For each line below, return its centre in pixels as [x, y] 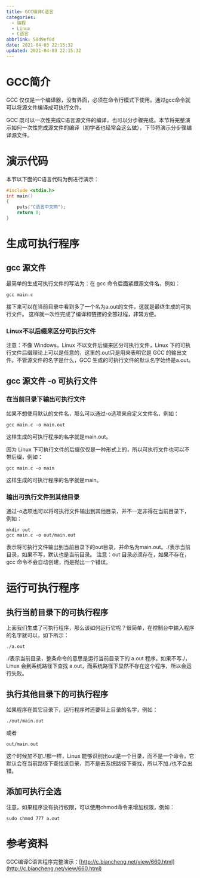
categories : [21, 17]
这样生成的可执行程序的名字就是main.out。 [59, 437]
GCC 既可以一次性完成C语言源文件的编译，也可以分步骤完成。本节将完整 [96, 120]
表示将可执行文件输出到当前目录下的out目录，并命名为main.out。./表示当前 [99, 547]
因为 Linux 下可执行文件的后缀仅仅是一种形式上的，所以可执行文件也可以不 [98, 449]
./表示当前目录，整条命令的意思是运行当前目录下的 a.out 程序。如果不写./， [99, 658]
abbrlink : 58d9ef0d [30, 39]
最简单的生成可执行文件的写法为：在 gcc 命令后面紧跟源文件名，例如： [93, 283]
